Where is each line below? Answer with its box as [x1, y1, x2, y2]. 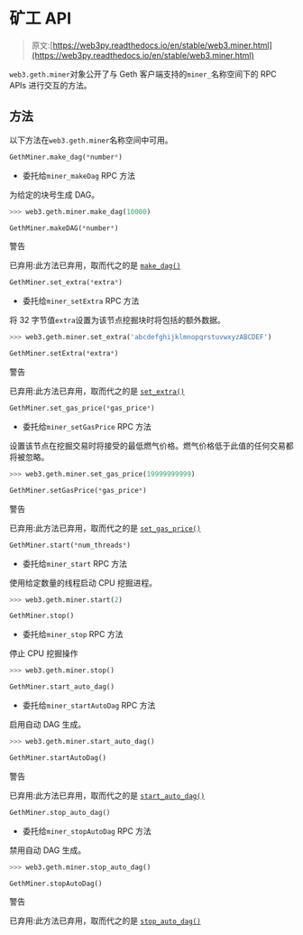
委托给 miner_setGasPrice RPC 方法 [22, 421, 151, 431]
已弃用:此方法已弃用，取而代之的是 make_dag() [9, 260, 181, 271]
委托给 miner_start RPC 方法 [22, 558, 128, 569]
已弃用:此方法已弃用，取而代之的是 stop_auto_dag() [9, 915, 201, 926]
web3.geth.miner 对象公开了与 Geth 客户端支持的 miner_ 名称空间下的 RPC [9, 69, 277, 79]
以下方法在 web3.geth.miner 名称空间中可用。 [9, 134, 173, 145]
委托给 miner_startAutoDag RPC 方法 [22, 700, 156, 710]
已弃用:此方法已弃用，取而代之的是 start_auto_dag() [9, 790, 206, 801]
